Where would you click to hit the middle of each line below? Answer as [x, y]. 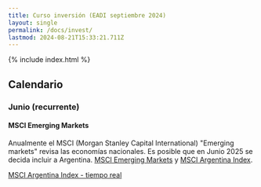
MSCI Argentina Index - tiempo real [65, 174]
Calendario [36, 84]
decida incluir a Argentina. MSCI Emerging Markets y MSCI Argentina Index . [130, 159]
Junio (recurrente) [44, 107]
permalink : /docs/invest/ [50, 30]
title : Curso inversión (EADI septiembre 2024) [87, 15]
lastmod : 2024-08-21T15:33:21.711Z [66, 37]
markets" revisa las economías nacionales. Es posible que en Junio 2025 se [130, 151]
